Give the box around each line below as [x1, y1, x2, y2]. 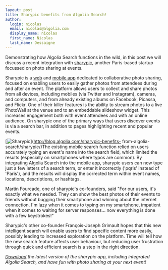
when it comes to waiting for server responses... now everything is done [5, 207, 155, 213]
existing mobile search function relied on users [51, 144, 149, 150]
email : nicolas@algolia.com [10, 26, 69, 31]
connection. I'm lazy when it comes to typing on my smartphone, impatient [5, 202, 160, 208]
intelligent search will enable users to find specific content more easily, [5, 228, 153, 234]
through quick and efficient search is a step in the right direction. [5, 244, 140, 250]
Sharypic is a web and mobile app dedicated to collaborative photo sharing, [5, 74, 162, 81]
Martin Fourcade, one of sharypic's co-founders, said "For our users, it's [5, 186, 156, 192]
